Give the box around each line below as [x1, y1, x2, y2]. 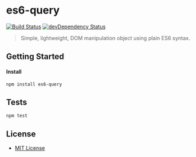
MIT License [14, 145, 46, 152]
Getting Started [6, 51, 65, 62]
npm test [6, 113, 28, 119]
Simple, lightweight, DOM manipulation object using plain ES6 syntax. [20, 34, 191, 41]
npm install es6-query [6, 81, 62, 87]
